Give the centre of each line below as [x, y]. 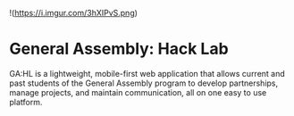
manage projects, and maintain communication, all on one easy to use [138, 92]
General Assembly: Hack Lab [119, 49]
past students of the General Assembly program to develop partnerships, [144, 83]
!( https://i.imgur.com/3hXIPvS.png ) [74, 13]
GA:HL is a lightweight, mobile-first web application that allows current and [147, 73]
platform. [26, 102]
